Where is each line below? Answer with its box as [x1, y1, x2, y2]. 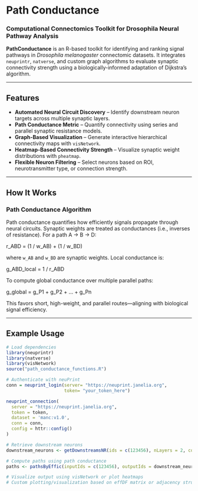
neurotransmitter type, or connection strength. [14, 165, 128, 172]
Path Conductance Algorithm [6, 205, 91, 213]
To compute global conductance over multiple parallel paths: [6, 276, 154, 284]
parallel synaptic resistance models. [14, 127, 103, 134]
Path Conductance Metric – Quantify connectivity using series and [14, 121, 179, 128]
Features [6, 93, 39, 103]
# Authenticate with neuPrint [6, 377, 81, 383]
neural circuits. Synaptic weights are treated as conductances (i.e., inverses [6, 225, 190, 232]
